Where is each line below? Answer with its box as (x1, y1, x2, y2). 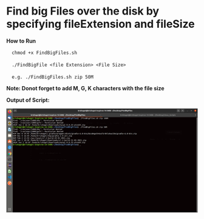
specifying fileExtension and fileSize (6, 17, 195, 31)
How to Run (6, 37, 36, 44)
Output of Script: (6, 96, 50, 104)
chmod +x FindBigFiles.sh (12, 50, 78, 56)
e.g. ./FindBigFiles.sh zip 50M (12, 74, 94, 80)
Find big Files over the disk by (6, 4, 160, 18)
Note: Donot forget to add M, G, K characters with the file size (6, 84, 165, 92)
